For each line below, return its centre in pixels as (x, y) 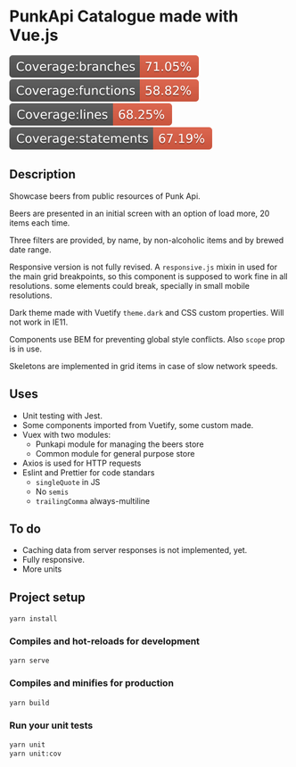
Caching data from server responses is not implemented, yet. (135, 550)
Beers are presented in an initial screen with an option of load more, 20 (140, 213)
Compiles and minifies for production (91, 683)
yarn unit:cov (36, 754)
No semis (52, 491)
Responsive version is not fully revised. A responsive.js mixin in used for (144, 267)
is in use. (26, 349)
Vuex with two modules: (66, 434)
